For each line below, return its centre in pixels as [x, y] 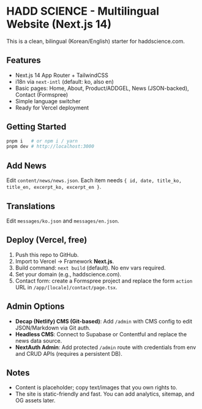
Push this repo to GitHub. [47, 254]
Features [24, 60]
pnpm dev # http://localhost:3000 [50, 147]
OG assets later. [35, 400]
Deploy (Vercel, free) [47, 240]
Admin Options [36, 307]
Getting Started [36, 127]
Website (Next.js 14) [59, 24]
